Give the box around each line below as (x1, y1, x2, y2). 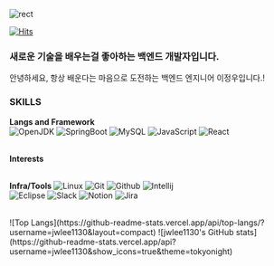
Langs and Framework (9, 116, 95, 127)
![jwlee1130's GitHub (157, 226, 234, 237)
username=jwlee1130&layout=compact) (9, 226, 156, 237)
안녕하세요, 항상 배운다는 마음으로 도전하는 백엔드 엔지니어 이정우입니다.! (9, 72, 265, 83)
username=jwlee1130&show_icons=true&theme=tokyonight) (9, 245, 233, 257)
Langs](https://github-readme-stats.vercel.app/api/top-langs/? (30, 217, 265, 228)
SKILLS (9, 96, 43, 109)
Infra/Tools (9, 180, 52, 191)
